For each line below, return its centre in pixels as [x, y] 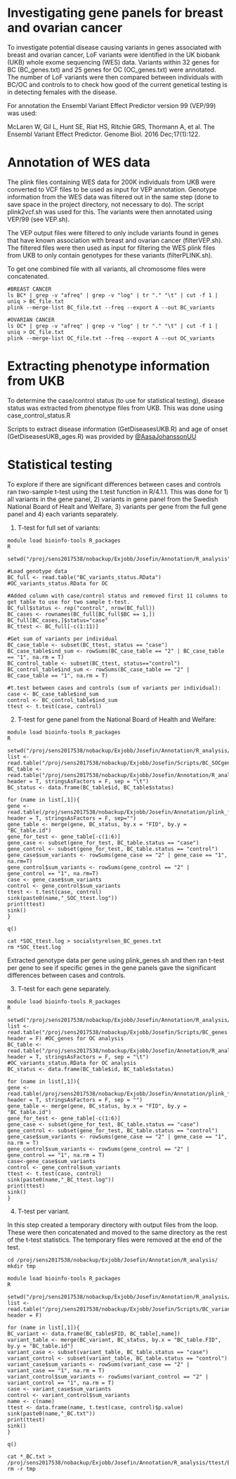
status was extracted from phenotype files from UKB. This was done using [115, 408]
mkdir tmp [22, 1266]
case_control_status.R [39, 415]
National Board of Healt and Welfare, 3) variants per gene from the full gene [117, 506]
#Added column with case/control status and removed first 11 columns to [118, 596]
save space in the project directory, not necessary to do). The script [106, 204]
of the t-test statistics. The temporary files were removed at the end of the [115, 1240]
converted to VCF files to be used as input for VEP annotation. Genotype [112, 189]
